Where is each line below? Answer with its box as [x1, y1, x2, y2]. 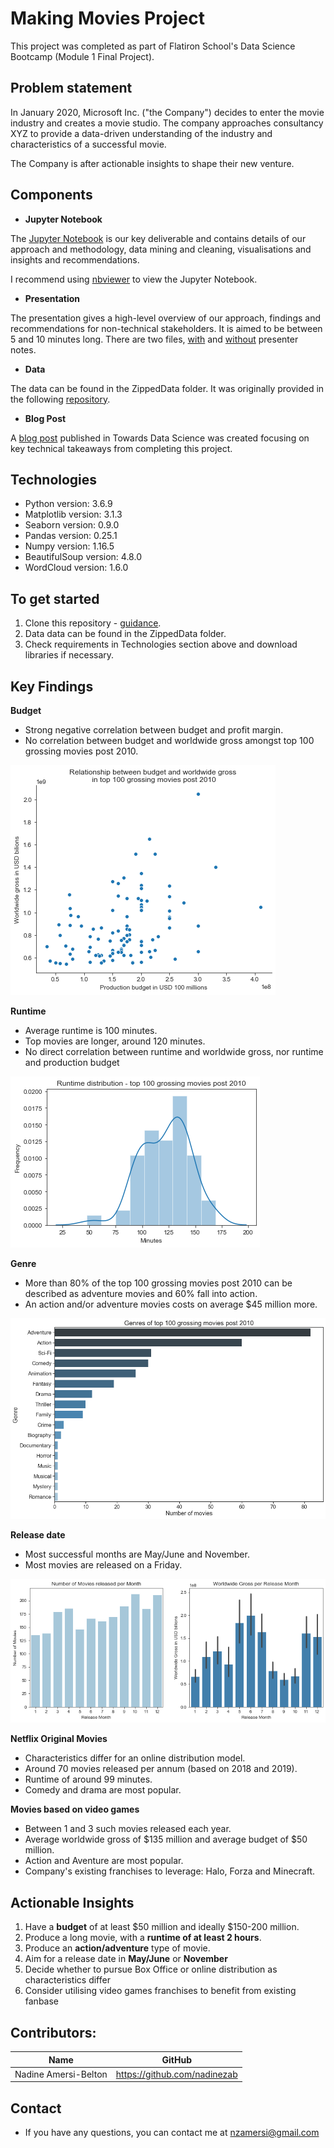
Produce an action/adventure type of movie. [24, 1942, 211, 1954]
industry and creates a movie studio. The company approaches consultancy [10, 117, 324, 129]
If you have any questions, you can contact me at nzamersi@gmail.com [24, 2127, 320, 2139]
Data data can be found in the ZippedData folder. [24, 628, 227, 640]
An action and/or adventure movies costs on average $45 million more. [24, 1298, 318, 1310]
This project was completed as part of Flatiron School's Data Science [10, 40, 296, 52]
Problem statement [10, 80, 133, 97]
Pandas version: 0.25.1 [24, 530, 118, 542]
